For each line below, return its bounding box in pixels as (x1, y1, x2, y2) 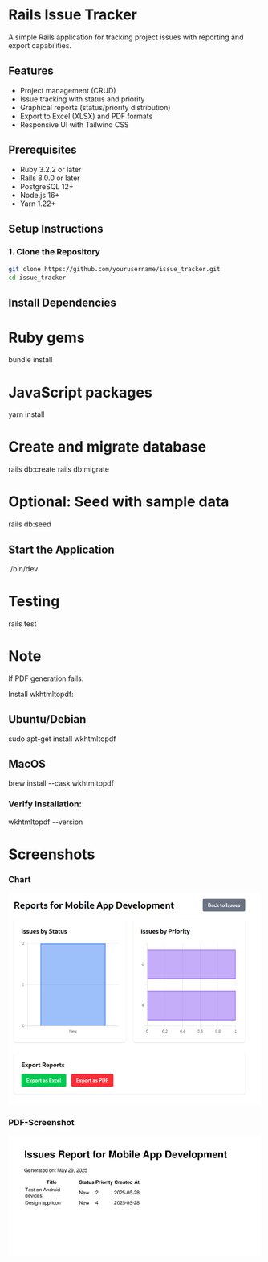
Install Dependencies (8, 296, 116, 310)
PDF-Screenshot (8, 1117, 75, 1128)
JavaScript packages (8, 383, 152, 402)
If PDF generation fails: (8, 674, 84, 683)
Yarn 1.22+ (19, 199, 56, 208)
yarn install (8, 410, 45, 419)
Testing (8, 592, 60, 611)
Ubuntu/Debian (8, 712, 87, 726)
